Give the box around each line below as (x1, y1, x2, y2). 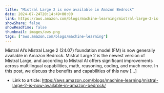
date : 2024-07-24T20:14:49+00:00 (5, 12, 73, 16)
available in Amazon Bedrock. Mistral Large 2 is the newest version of (5, 52, 145, 58)
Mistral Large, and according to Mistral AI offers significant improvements (5, 58, 153, 63)
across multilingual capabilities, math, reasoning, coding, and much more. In (5, 62, 158, 68)
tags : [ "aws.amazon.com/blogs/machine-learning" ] (5, 34, 108, 39)
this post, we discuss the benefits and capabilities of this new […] (5, 68, 137, 74)
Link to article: (12, 77, 41, 83)
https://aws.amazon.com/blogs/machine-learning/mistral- (41, 77, 159, 83)
